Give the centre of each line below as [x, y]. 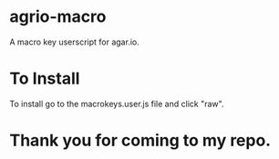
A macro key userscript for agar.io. [74, 42]
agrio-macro [58, 17]
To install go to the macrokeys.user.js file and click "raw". [117, 104]
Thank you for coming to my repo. [140, 140]
